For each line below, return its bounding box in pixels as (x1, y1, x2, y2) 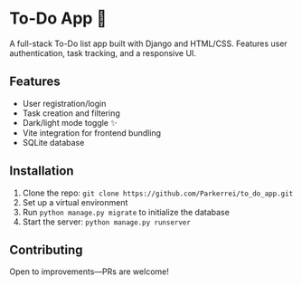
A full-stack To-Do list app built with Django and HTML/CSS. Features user (9, 38, 288, 49)
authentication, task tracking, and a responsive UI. (9, 47, 197, 58)
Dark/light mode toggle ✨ (22, 117, 118, 128)
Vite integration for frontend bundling (22, 127, 161, 138)
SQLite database (22, 137, 85, 148)
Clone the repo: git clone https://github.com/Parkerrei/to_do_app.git (22, 187, 294, 198)
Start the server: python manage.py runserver (22, 216, 192, 227)
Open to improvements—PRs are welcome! (9, 266, 169, 277)
